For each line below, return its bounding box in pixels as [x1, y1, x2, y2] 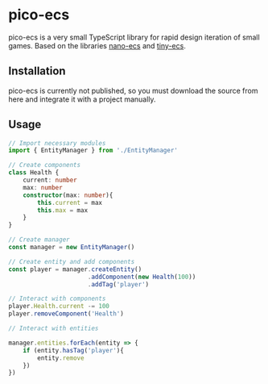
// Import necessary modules [8, 139, 106, 147]
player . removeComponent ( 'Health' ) [8, 310, 125, 318]
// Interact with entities [8, 324, 99, 332]
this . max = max [37, 206, 89, 215]
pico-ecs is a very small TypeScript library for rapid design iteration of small [8, 32, 260, 42]
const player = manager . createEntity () [8, 265, 142, 273]
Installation [8, 65, 66, 78]
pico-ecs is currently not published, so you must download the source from [8, 86, 258, 95]
